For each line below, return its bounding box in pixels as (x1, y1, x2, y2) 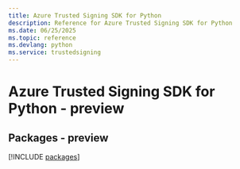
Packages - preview (8, 131, 109, 144)
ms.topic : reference (8, 33, 77, 42)
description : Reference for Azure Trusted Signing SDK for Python (8, 19, 233, 27)
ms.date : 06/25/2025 (8, 26, 77, 34)
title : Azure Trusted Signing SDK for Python (8, 11, 161, 20)
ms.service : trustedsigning (8, 48, 102, 56)
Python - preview (8, 100, 125, 117)
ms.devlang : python (8, 41, 73, 49)
